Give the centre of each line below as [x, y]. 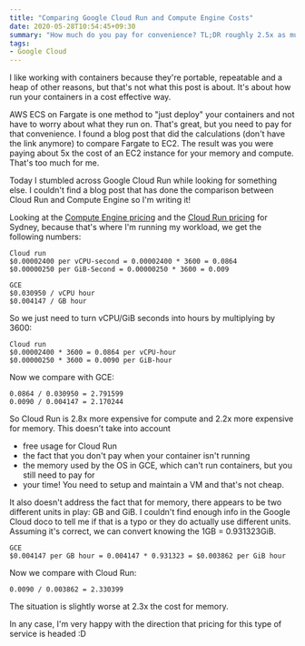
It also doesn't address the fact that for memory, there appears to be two [146, 502]
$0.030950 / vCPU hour [52, 293]
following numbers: [45, 237]
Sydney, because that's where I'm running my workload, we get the [135, 227]
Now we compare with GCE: [62, 378]
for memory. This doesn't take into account [90, 429]
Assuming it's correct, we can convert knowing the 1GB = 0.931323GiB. [143, 531]
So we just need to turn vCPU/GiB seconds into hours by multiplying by [142, 318]
